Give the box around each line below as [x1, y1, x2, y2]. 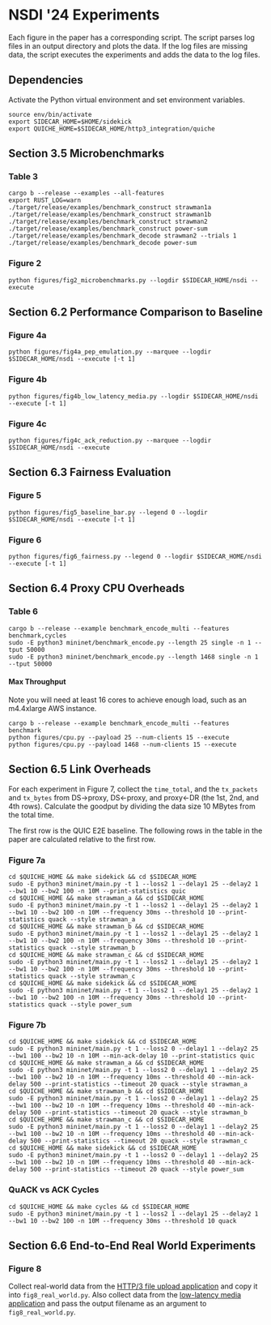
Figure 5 [8, 490, 42, 501]
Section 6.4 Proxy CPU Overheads [8, 581, 185, 595]
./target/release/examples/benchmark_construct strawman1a [8, 204, 212, 212]
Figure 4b [8, 374, 47, 385]
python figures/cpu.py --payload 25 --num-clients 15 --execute [8, 733, 230, 741]
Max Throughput [8, 677, 66, 687]
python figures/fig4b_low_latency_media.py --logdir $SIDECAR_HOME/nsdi [8, 392, 259, 401]
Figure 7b [8, 1019, 47, 1031]
